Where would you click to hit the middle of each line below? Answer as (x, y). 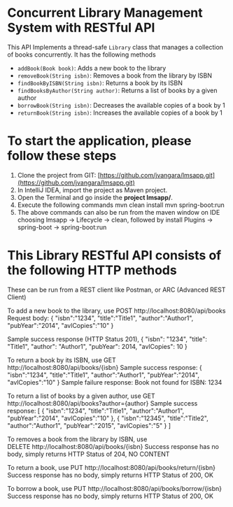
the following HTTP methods (92, 270)
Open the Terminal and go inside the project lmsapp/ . (95, 197)
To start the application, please (99, 141)
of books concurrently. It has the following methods (82, 55)
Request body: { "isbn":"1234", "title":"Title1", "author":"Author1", (100, 318)
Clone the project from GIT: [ (58, 175)
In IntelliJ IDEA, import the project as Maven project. (92, 190)
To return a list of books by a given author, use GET (81, 396)
